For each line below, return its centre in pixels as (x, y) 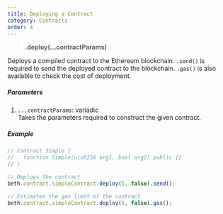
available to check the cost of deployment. (69, 76)
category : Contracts (38, 21)
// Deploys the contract (44, 177)
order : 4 (20, 27)
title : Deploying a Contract (50, 14)
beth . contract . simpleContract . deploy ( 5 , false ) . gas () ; (90, 203)
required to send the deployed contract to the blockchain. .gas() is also (112, 69)
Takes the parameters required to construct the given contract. (109, 118)
